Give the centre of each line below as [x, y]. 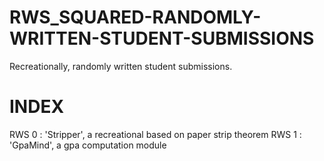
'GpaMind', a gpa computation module [88, 145]
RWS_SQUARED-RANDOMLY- [135, 17]
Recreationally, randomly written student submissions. [121, 66]
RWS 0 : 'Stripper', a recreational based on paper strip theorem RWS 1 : [155, 134]
